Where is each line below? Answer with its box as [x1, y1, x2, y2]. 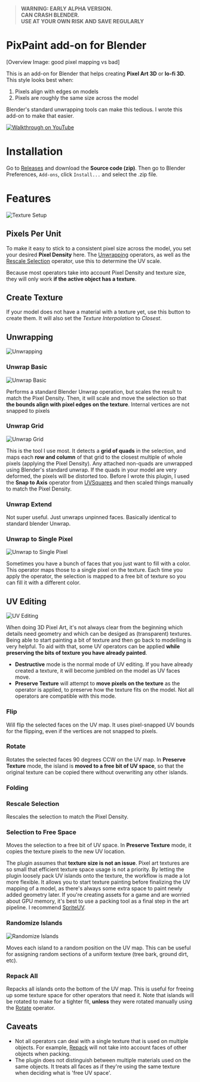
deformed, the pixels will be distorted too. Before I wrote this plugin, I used [6, 472, 190, 480]
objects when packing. [14, 1050, 71, 1057]
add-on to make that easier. [6, 112, 75, 119]
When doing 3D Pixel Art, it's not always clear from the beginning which [6, 624, 183, 631]
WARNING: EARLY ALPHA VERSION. [20, 5, 113, 12]
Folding [6, 783, 29, 792]
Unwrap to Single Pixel [6, 535, 73, 543]
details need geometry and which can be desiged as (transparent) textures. [6, 630, 192, 637]
